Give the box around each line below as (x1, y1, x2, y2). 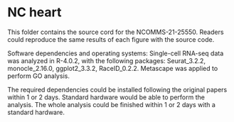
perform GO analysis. (7, 72, 70, 80)
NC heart (7, 4, 62, 21)
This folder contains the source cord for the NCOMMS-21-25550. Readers (7, 28, 224, 36)
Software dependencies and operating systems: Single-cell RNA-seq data (7, 49, 224, 57)
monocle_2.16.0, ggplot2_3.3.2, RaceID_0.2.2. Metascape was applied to (7, 64, 218, 72)
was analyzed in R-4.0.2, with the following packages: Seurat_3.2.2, (7, 56, 206, 65)
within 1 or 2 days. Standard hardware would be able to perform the (7, 93, 205, 101)
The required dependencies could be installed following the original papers (7, 85, 228, 94)
